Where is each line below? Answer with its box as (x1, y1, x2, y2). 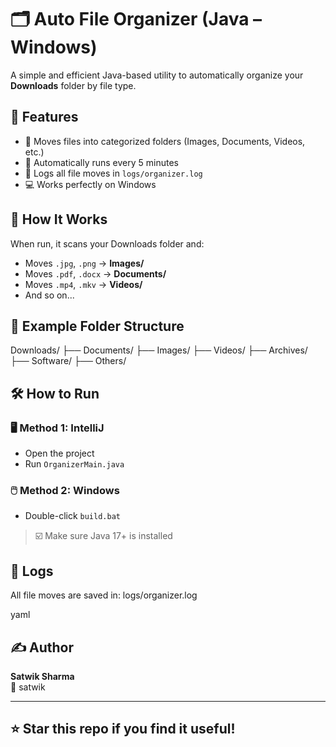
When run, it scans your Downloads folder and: (10, 237, 205, 250)
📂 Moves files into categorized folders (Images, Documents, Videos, (24, 135, 306, 147)
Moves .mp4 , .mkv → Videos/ (24, 278, 143, 290)
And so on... (24, 289, 75, 301)
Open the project (24, 447, 95, 460)
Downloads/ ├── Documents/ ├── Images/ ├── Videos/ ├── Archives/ (10, 344, 308, 356)
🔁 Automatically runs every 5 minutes (24, 156, 179, 168)
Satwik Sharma (10, 670, 75, 682)
